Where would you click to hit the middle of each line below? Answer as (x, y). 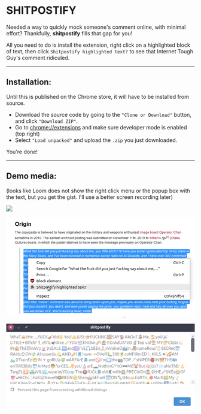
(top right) (27, 134)
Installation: (29, 82)
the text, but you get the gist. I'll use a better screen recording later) (90, 197)
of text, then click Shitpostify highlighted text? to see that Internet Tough (100, 51)
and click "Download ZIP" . (46, 121)
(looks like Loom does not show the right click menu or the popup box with (98, 191)
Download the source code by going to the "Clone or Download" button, (103, 114)
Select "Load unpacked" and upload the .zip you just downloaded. (96, 140)
